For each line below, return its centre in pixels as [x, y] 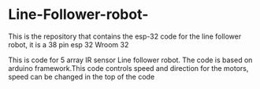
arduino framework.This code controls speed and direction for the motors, [128, 68]
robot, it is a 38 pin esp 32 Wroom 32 [69, 44]
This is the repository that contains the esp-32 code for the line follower [125, 36]
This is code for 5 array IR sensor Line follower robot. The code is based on [130, 60]
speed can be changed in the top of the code [82, 76]
